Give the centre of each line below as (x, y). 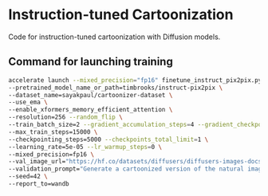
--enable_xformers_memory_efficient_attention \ (91, 110)
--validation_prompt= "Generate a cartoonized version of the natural (126, 169)
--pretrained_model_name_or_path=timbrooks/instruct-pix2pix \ (116, 88)
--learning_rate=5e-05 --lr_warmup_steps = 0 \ (85, 147)
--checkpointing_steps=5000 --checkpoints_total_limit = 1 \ (108, 139)
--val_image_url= (37, 162)
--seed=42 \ (28, 177)
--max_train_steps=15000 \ (53, 132)
